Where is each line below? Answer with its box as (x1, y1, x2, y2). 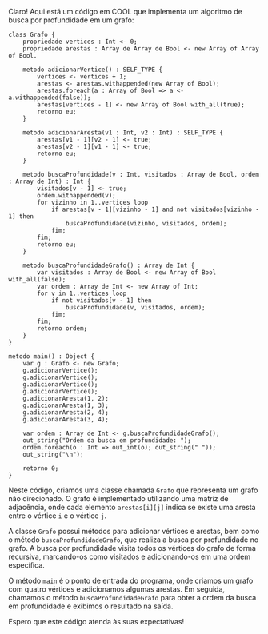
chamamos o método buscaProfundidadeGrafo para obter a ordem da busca (8, 593, 257, 602)
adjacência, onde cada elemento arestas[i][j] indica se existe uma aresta (8, 503, 256, 512)
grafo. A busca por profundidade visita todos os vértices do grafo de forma (8, 544, 256, 552)
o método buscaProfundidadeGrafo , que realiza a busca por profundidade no (8, 535, 259, 544)
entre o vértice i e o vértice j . (8, 511, 106, 520)
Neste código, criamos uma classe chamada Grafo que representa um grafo (8, 485, 258, 495)
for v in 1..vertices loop (37, 289, 127, 297)
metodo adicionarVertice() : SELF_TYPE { (22, 66, 162, 74)
